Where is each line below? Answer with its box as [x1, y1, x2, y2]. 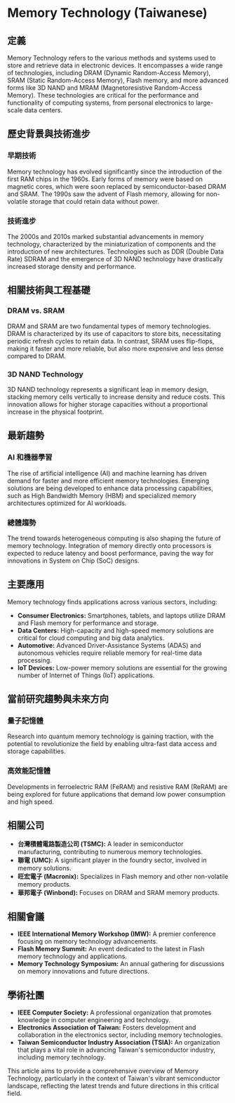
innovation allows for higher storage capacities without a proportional [7, 400, 208, 408]
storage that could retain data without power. [29, 197, 160, 205]
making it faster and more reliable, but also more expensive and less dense [7, 344, 224, 353]
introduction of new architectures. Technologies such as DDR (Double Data [7, 247, 224, 256]
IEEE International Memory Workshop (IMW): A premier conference [17, 929, 216, 939]
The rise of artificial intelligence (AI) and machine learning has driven [7, 469, 207, 477]
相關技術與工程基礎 [7, 285, 90, 296]
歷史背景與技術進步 [7, 128, 90, 140]
